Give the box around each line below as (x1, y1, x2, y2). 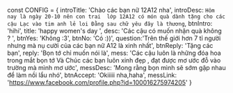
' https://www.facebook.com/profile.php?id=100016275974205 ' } (7, 78, 193, 86)
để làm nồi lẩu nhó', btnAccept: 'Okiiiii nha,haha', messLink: (7, 71, 177, 79)
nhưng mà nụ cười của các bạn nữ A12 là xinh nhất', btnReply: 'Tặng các (7, 42, 214, 49)
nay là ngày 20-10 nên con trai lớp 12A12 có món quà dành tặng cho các (7, 13, 226, 20)
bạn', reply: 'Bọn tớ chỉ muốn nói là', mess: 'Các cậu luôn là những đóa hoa (7, 49, 221, 57)
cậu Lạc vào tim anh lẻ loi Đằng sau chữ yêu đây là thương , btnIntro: (7, 19, 213, 27)
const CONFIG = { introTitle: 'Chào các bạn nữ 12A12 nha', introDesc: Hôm (7, 6, 215, 14)
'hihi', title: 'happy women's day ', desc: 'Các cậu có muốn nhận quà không (7, 27, 223, 35)
